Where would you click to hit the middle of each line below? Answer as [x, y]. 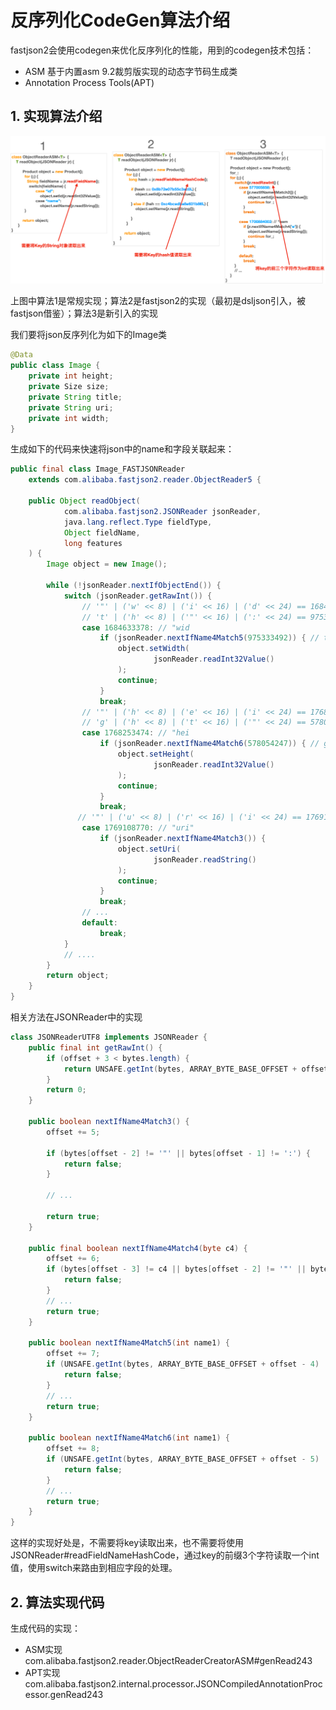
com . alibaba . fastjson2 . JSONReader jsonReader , [162, 511]
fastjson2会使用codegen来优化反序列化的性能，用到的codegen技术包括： [162, 50]
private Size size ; [69, 387]
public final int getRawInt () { [95, 1047]
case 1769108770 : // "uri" [138, 828]
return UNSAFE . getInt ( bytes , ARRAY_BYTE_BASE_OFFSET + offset [196, 1069]
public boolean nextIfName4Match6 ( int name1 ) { [129, 1438]
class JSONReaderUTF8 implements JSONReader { [109, 1037]
